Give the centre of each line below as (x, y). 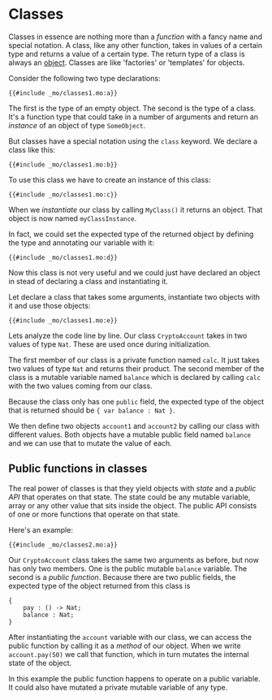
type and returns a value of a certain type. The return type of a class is (127, 54)
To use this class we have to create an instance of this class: (110, 179)
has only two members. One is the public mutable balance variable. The (128, 568)
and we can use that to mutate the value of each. (90, 443)
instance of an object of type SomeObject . (77, 125)
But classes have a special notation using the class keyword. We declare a (133, 141)
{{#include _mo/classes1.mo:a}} (63, 93)
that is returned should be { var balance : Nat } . (92, 410)
